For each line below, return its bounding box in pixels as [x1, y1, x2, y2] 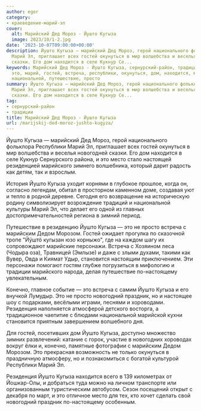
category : [6, 14, 31, 20]
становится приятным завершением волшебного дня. [6, 318, 145, 325]
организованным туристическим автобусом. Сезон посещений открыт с [6, 386, 193, 393]
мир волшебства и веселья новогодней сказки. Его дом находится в [6, 149, 182, 156]
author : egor [6, 8, 39, 15]
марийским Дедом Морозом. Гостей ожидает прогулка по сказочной [6, 230, 185, 237]
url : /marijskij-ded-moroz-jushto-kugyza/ [6, 120, 114, 126]
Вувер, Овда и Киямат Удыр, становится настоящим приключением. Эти [6, 255, 193, 262]
